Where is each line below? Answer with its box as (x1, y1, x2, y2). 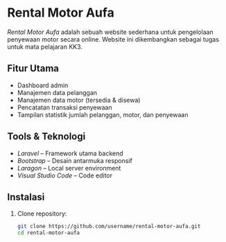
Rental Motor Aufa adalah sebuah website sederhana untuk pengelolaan (7, 28, 214, 36)
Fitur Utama (7, 62, 60, 74)
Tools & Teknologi (7, 130, 86, 143)
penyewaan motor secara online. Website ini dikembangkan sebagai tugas (7, 35, 220, 43)
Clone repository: (17, 209, 67, 218)
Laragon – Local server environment (17, 164, 121, 172)
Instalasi (7, 191, 45, 202)
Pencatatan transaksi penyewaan (17, 103, 112, 112)
